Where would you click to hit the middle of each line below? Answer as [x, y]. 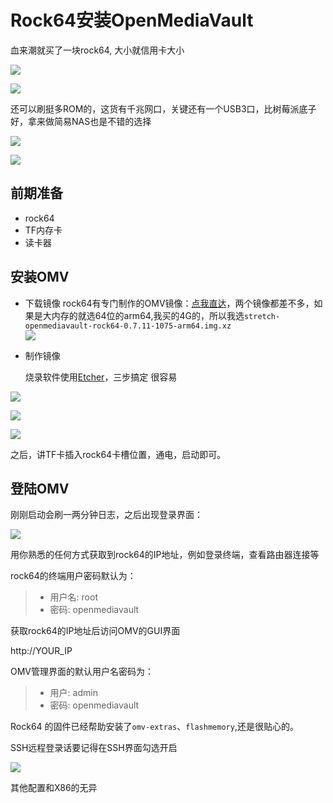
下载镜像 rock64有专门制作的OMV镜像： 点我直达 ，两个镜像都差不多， [169, 303]
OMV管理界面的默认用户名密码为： [82, 672]
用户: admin [73, 693]
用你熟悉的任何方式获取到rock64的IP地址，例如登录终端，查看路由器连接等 [165, 555]
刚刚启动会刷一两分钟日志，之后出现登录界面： [106, 515]
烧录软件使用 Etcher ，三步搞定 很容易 [101, 377]
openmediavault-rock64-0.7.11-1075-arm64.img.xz [128, 326]
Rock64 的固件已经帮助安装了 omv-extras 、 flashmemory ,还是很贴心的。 [154, 727]
